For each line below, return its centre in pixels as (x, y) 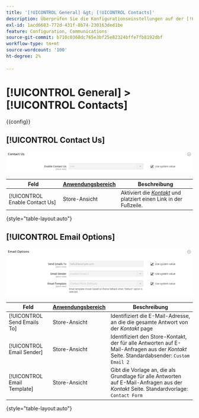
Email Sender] (26, 352)
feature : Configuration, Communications (57, 31)
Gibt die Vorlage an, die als (143, 370)
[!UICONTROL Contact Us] (56, 140)
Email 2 (120, 362)
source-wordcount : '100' (37, 50)
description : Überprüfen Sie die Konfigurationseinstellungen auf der (95, 19)
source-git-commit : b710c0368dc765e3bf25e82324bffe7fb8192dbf (84, 38)
